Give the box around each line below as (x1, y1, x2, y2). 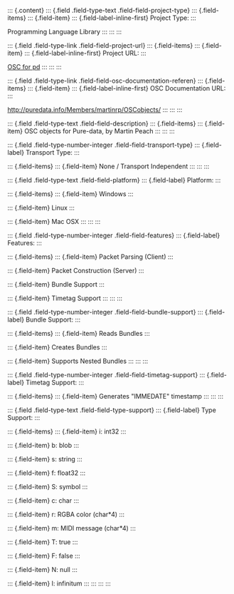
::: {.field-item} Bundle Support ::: (7, 280, 105, 288)
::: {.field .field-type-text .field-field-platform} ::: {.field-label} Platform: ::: (7, 176, 221, 184)
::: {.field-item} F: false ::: (7, 552, 80, 560)
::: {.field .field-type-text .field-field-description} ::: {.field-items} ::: (7, 119, 203, 128)
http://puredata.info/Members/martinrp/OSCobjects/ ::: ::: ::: (7, 106, 183, 113)
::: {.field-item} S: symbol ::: (7, 483, 88, 491)
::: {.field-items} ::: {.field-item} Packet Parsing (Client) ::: (7, 252, 174, 261)
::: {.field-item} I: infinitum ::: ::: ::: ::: (7, 579, 112, 588)
